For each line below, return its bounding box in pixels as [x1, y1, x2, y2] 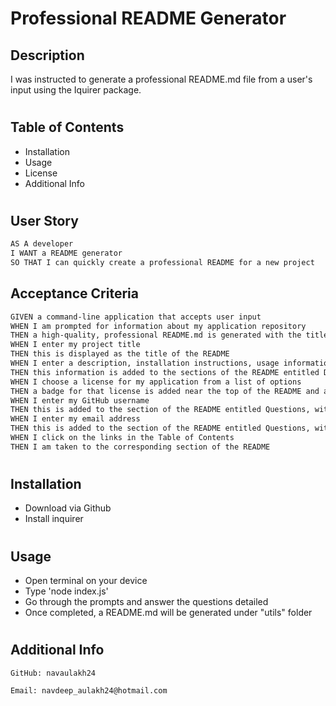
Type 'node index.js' [24, 585, 109, 597]
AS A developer [10, 239, 74, 249]
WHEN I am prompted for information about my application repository [10, 321, 307, 331]
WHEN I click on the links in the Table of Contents [10, 433, 235, 443]
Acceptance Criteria [10, 285, 139, 302]
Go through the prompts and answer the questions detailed [24, 596, 269, 607]
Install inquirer [24, 513, 84, 525]
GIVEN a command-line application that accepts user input [10, 312, 262, 322]
